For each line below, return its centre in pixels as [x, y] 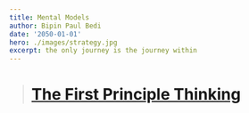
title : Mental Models [50, 17]
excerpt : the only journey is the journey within [104, 51]
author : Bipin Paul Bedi [55, 26]
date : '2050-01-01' [46, 34]
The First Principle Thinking [136, 95]
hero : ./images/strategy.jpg [63, 42]
